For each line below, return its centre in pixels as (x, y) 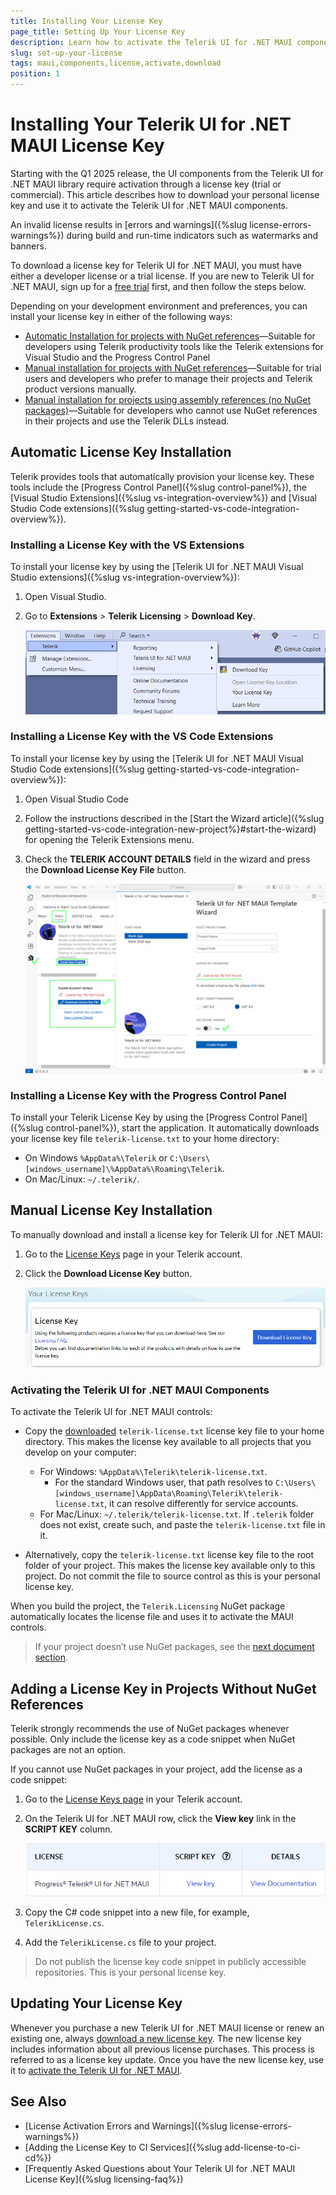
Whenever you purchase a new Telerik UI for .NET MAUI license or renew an (167, 2027)
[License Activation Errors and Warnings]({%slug (126, 2126)
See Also (38, 2101)
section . (51, 1657)
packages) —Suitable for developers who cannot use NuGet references (171, 410)
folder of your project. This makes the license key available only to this (170, 1566)
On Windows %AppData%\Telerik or (96, 1158)
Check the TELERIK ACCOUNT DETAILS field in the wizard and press (167, 859)
